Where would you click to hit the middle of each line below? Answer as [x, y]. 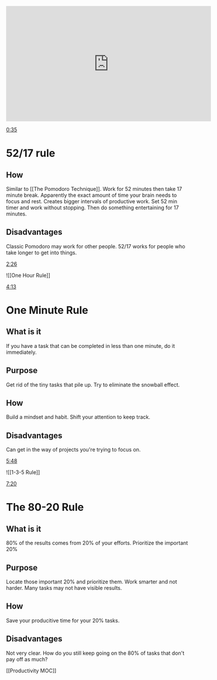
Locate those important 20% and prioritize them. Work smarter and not [92, 582]
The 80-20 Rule [45, 508]
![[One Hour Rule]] [28, 275]
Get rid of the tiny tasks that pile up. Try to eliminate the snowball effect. [93, 385]
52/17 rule [31, 153]
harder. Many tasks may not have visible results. [64, 588]
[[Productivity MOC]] [31, 671]
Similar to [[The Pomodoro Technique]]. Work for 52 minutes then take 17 [94, 189]
